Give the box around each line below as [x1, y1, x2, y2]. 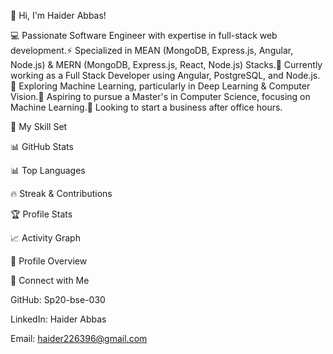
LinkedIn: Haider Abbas [10, 313, 107, 325]
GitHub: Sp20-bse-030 [10, 294, 106, 305]
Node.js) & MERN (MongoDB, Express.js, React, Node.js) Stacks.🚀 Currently [10, 59, 323, 70]
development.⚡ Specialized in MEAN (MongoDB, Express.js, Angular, [10, 45, 294, 56]
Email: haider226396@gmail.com [10, 333, 148, 344]
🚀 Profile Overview [10, 255, 88, 267]
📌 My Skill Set [10, 121, 68, 132]
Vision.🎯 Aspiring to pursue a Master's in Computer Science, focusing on [10, 91, 311, 102]
